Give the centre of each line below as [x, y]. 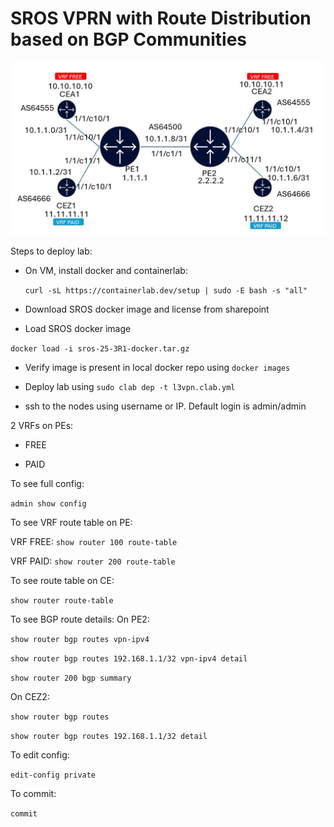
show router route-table [62, 600]
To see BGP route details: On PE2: [80, 619]
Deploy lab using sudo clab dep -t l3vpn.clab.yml [130, 386]
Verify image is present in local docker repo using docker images [157, 367]
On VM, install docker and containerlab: [106, 270]
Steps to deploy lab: [51, 251]
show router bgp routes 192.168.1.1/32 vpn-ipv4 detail [129, 658]
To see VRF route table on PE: [71, 522]
